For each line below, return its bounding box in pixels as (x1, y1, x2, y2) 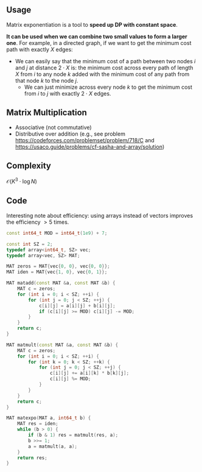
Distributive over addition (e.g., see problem (15, 130, 126, 137)
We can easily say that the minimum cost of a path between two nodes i (15, 57, 196, 64)
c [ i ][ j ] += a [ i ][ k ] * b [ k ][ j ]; (49, 370, 130, 377)
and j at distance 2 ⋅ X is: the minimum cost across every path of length (15, 64, 193, 71)
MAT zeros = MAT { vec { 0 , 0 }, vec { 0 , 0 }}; (6, 263, 111, 269)
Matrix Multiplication (6, 108, 87, 118)
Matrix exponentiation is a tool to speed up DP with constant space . (6, 21, 178, 28)
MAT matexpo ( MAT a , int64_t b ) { (6, 415, 91, 422)
